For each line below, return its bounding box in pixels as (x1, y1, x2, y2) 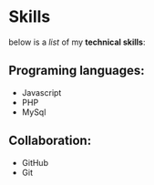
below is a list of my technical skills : (8, 36, 146, 47)
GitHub (21, 157, 49, 168)
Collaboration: (8, 133, 92, 149)
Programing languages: (8, 63, 145, 78)
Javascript (21, 87, 62, 98)
